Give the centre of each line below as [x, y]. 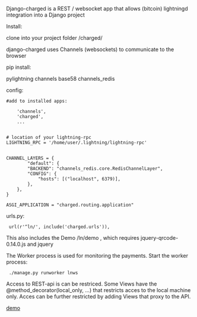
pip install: [19, 67]
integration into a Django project [45, 15]
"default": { [44, 163]
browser [16, 56]
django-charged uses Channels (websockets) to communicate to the [90, 49]
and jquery [40, 244]
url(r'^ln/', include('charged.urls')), [59, 227]
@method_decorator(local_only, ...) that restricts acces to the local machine [99, 290]
